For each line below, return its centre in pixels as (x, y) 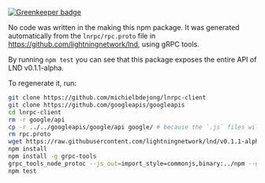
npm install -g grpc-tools (52, 156)
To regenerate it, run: (43, 83)
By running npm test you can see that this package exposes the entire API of (132, 60)
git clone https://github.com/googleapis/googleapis (97, 105)
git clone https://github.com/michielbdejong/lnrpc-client (107, 98)
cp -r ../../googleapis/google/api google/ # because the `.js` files (127, 127)
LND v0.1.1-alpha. (36, 68)
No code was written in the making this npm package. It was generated (124, 27)
